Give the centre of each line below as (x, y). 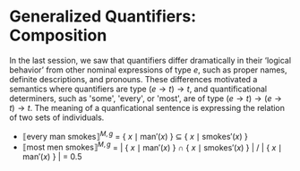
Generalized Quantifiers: (103, 17)
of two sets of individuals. (57, 117)
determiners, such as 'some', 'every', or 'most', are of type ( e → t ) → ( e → (146, 98)
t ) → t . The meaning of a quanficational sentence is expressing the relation (147, 107)
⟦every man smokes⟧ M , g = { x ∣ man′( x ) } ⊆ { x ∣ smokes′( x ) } (135, 135)
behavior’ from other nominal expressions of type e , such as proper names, (148, 70)
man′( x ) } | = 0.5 (52, 157)
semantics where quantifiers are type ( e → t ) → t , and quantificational (138, 89)
